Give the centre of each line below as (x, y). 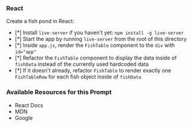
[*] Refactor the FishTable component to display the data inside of (96, 58)
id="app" (26, 52)
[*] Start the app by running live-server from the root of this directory (101, 39)
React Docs (29, 105)
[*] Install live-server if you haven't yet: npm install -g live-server (99, 33)
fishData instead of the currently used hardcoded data (82, 64)
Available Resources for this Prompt (59, 92)
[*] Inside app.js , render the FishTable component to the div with (95, 45)
